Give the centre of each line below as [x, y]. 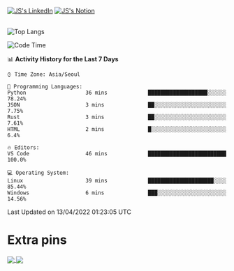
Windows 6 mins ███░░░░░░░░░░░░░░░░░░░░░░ [117, 193]
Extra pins [37, 240]
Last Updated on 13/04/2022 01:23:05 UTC [69, 212]
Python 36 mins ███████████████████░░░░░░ [117, 93]
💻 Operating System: [38, 173]
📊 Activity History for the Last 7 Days [63, 59]
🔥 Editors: [23, 148]
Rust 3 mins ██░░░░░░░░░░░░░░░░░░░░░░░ [117, 117]
